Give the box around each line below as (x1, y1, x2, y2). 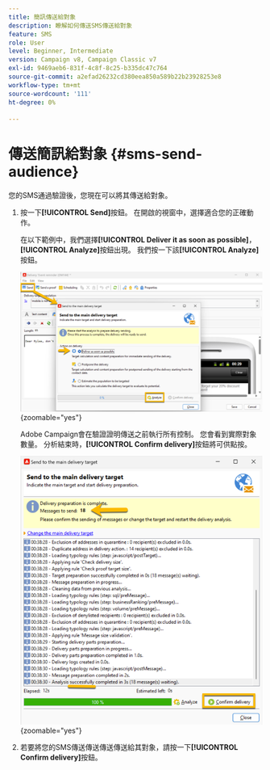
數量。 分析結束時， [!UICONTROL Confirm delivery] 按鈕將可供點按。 (19, 440, 252, 449)
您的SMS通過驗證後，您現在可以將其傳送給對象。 (8, 191, 172, 200)
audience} (8, 162, 79, 181)
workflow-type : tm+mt (8, 81, 81, 89)
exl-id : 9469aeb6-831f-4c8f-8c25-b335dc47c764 (8, 65, 168, 73)
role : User (8, 39, 45, 47)
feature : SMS (8, 30, 52, 38)
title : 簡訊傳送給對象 (8, 13, 77, 21)
